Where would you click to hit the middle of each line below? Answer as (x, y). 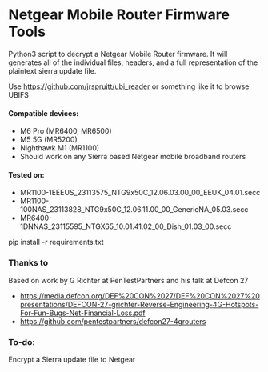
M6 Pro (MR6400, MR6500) (66, 131)
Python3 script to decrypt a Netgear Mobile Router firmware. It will (118, 54)
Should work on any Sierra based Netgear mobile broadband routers (133, 157)
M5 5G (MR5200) (48, 140)
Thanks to (28, 263)
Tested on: (26, 174)
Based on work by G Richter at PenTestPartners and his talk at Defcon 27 (128, 280)
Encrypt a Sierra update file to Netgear (72, 359)
